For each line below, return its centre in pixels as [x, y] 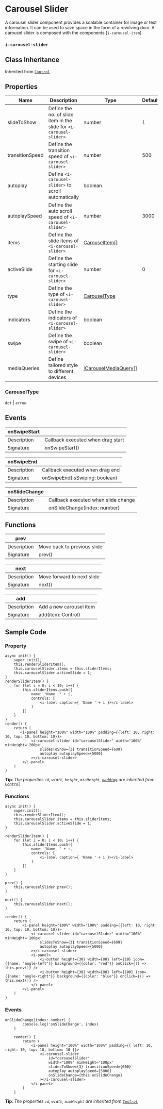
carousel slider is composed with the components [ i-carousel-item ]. [74, 33]
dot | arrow [16, 403]
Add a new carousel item [67, 607]
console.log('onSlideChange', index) [60, 1024]
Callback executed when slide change [92, 500]
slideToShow [22, 122]
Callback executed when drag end [81, 470]
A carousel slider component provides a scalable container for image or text [81, 22]
